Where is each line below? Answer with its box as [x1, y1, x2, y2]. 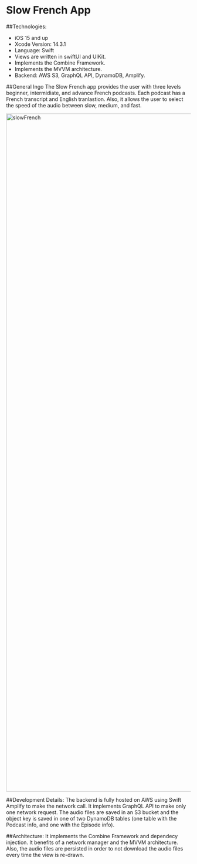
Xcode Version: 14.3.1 [14, 41, 66, 48]
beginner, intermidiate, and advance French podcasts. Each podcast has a [6, 89, 186, 96]
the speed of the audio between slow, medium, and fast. [6, 102, 142, 109]
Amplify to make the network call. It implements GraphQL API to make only [6, 802, 186, 809]
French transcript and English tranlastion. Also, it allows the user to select [6, 95, 184, 103]
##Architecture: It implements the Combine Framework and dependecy [6, 832, 178, 839]
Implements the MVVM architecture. [14, 65, 103, 72]
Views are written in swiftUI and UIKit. [14, 53, 106, 60]
